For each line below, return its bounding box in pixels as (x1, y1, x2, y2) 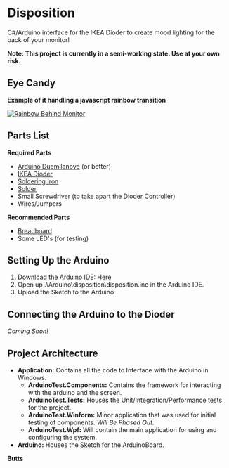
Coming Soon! (7, 327, 49, 335)
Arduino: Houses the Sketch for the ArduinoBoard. (17, 441, 165, 449)
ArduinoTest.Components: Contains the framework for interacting (27, 381, 221, 389)
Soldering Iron (17, 177, 59, 186)
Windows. (17, 374, 47, 382)
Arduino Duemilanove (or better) (17, 162, 111, 170)
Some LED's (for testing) (17, 234, 89, 242)
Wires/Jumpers (17, 199, 62, 208)
